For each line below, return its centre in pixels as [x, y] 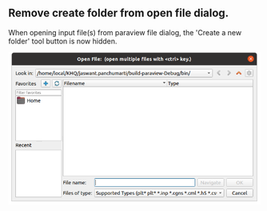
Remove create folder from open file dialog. [119, 13]
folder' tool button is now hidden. [63, 41]
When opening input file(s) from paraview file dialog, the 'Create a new [125, 32]
